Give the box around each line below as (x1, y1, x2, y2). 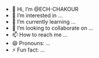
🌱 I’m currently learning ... (11, 18, 76, 25)
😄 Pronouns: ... (11, 40, 51, 47)
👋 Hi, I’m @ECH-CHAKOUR (11, 6, 79, 12)
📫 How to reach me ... (11, 31, 68, 38)
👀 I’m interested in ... (11, 12, 63, 19)
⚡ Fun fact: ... (11, 46, 45, 53)
